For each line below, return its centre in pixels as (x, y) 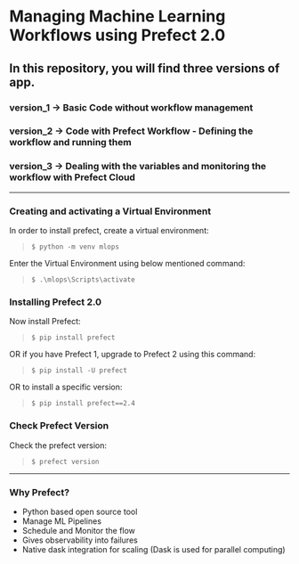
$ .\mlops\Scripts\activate (83, 280)
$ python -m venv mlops (75, 247)
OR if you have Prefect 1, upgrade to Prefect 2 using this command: (133, 355)
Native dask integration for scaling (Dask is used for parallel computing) (154, 549)
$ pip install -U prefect (79, 371)
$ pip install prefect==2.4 (83, 404)
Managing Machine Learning (117, 16)
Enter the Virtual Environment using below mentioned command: (127, 264)
